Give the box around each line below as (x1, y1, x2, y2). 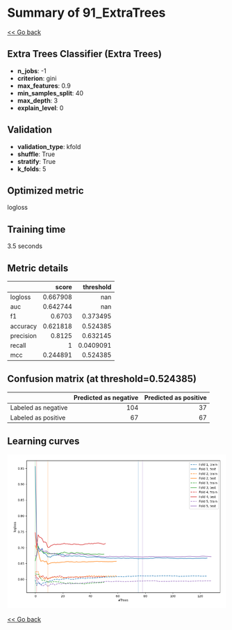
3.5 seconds (7, 242, 43, 250)
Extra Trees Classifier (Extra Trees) (7, 48, 162, 60)
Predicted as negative (74, 394, 139, 402)
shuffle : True (17, 150, 56, 158)
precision (10, 331, 37, 339)
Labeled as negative (10, 404, 68, 412)
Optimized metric (7, 185, 85, 197)
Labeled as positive (10, 413, 66, 422)
